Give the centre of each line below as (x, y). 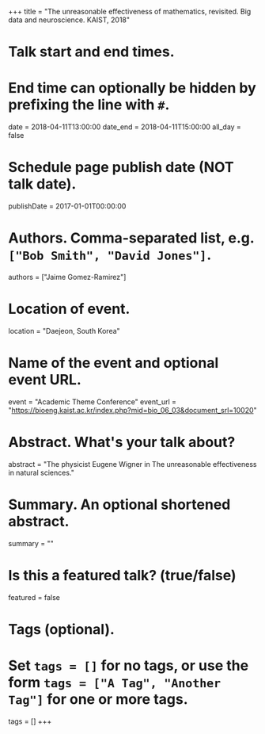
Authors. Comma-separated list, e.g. (131, 238)
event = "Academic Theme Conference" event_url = (92, 401)
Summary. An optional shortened (119, 505)
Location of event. (69, 309)
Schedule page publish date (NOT (121, 168)
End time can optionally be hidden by (132, 88)
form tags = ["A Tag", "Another (115, 683)
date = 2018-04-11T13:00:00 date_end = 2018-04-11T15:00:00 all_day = (125, 127)
